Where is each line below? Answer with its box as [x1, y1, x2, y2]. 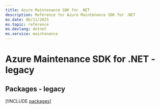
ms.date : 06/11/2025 [5, 17, 49, 22]
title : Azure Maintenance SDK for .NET [5, 7, 90, 13]
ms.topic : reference [5, 21, 49, 27]
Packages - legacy [5, 84, 65, 93]
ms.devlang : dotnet [5, 27, 47, 32]
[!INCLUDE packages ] [5, 98, 51, 104]
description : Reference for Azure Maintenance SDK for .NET [5, 12, 136, 17]
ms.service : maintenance [5, 31, 58, 36]
